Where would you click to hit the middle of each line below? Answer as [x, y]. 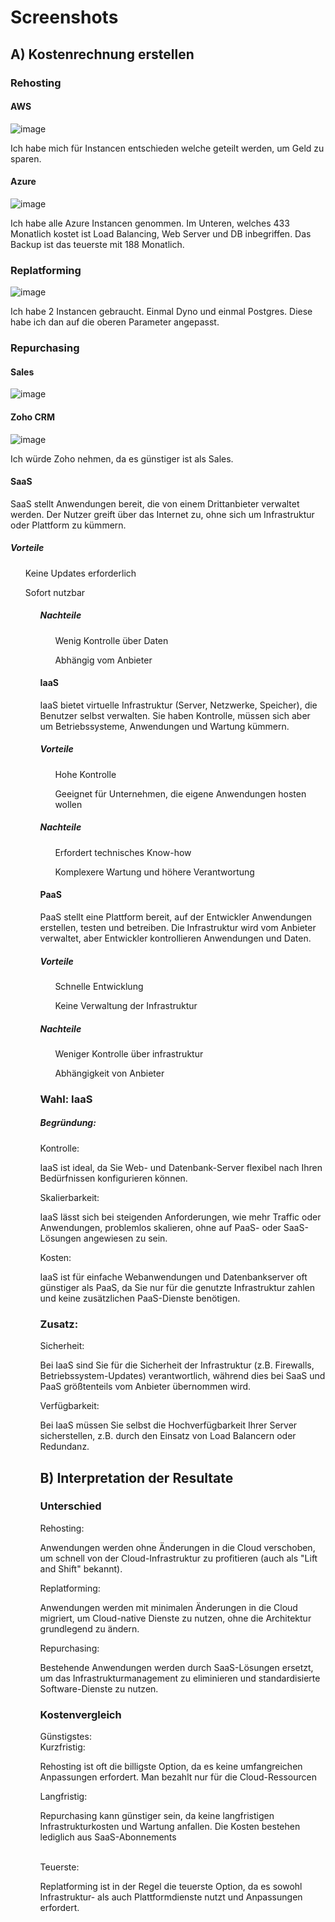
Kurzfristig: [62, 1747]
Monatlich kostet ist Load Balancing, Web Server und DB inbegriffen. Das [161, 233]
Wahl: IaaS [66, 1099]
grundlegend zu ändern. [89, 1628]
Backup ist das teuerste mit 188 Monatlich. [97, 244]
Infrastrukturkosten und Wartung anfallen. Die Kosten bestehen [170, 1827]
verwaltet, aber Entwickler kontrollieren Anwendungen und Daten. [175, 938]
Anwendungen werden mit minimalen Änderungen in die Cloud [168, 1607]
